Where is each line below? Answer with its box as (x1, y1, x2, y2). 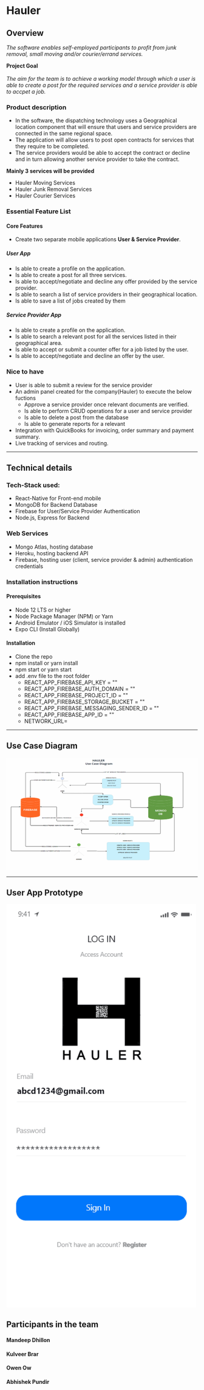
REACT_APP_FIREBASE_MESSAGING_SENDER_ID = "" (24, 704, 160, 711)
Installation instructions (6, 578, 78, 586)
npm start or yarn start (15, 666, 72, 673)
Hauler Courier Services (15, 192, 76, 199)
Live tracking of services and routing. (15, 439, 109, 447)
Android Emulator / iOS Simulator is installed (15, 619, 126, 626)
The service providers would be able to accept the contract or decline (15, 149, 190, 157)
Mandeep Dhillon (6, 1337, 50, 1343)
